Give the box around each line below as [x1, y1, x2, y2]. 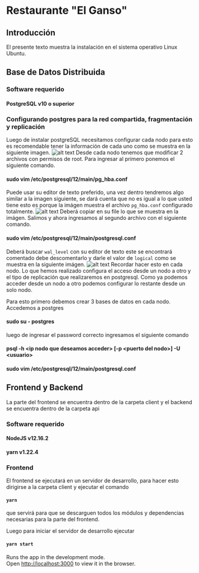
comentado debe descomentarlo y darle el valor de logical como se [6, 254, 176, 261]
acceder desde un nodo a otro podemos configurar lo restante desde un [6, 280, 186, 287]
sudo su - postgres [6, 318, 55, 325]
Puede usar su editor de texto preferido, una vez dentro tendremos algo [6, 189, 185, 196]
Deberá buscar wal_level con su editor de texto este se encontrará [6, 247, 173, 255]
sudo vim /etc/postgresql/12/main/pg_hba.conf [6, 175, 128, 183]
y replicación [6, 123, 45, 131]
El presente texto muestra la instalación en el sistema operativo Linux [6, 43, 177, 50]
